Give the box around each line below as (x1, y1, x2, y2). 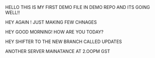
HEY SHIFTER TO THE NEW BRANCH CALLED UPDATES (5, 38, 122, 44)
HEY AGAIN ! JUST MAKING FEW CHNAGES (5, 19, 97, 25)
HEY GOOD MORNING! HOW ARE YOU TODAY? (5, 29, 104, 34)
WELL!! (5, 9, 20, 15)
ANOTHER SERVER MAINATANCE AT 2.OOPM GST (5, 48, 110, 54)
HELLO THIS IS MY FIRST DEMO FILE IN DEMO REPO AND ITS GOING (5, 4, 150, 10)
